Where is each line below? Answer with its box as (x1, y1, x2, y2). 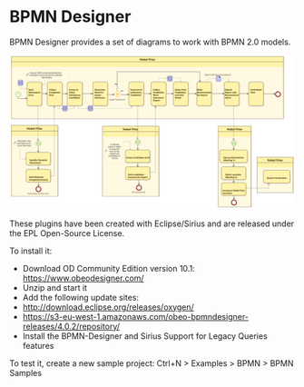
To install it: (9, 245, 53, 256)
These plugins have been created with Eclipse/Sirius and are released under (9, 218, 295, 229)
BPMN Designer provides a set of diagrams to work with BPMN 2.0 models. (9, 36, 291, 47)
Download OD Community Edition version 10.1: (22, 263, 195, 273)
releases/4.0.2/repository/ (22, 321, 121, 332)
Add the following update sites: (22, 292, 139, 303)
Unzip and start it (22, 282, 88, 293)
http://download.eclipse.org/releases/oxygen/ (22, 302, 195, 313)
